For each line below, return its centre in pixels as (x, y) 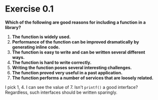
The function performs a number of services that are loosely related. (83, 78)
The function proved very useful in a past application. (67, 72)
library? (13, 27)
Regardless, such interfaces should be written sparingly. (61, 92)
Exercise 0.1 (30, 9)
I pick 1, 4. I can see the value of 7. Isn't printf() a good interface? (71, 87)
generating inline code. (36, 47)
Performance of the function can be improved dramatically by (76, 42)
